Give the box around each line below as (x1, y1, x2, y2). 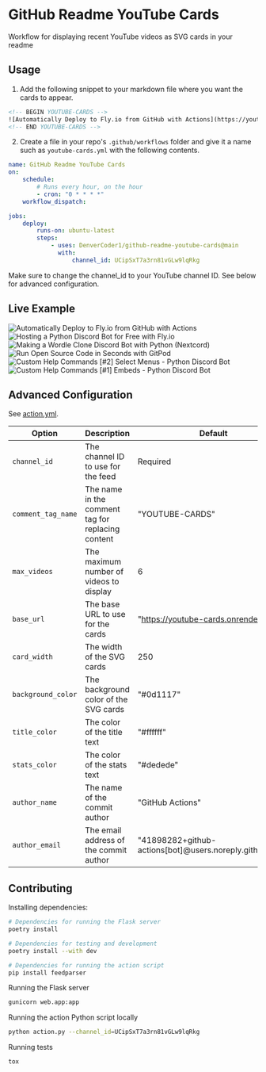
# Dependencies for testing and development (8, 940, 158, 948)
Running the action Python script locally (8, 1013, 139, 1022)
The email (84, 825, 122, 836)
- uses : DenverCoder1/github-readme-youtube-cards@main (50, 242, 239, 250)
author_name (12, 798, 58, 807)
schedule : (22, 176, 55, 184)
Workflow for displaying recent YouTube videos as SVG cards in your (8, 32, 234, 41)
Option (31, 428, 58, 439)
